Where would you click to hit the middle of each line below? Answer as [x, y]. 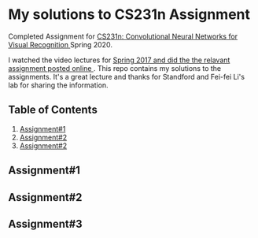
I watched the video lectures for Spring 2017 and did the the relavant [119, 60]
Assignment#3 [45, 223]
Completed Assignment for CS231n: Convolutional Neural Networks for [123, 36]
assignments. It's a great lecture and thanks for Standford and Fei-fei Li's [127, 76]
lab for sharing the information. [58, 85]
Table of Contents [53, 110]
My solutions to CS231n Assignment [129, 15]
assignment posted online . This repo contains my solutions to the [115, 68]
